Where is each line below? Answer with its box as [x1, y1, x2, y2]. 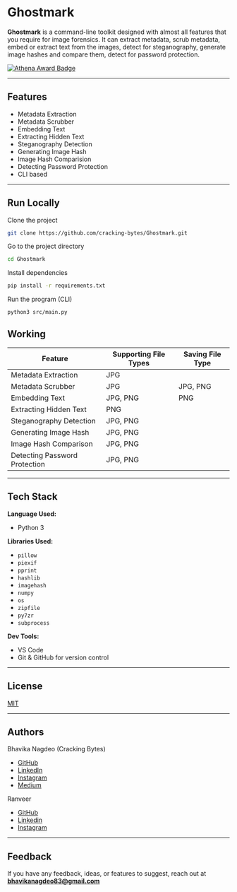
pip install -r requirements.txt [7, 282, 106, 290]
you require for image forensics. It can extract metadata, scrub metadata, [7, 35, 221, 43]
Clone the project [7, 216, 58, 224]
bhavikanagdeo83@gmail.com [7, 877, 100, 886]
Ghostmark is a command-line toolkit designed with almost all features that [7, 28, 227, 36]
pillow [17, 552, 37, 559]
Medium [17, 781, 42, 790]
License [7, 680, 43, 693]
